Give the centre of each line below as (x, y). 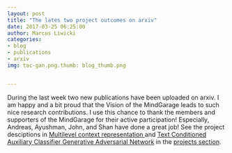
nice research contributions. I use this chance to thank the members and (111, 112)
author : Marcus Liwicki (42, 33)
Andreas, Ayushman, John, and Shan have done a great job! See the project (116, 127)
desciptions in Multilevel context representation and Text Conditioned (107, 134)
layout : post (26, 14)
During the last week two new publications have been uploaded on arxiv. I (113, 97)
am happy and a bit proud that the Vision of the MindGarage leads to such (113, 104)
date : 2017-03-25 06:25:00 (46, 26)
